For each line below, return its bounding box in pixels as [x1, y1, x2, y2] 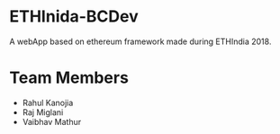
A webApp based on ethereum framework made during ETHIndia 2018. [9, 36, 272, 47]
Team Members [9, 67, 129, 88]
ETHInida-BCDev [9, 6, 139, 27]
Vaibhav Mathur [22, 116, 82, 127]
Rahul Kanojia [22, 97, 74, 108]
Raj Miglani [22, 106, 64, 118]
